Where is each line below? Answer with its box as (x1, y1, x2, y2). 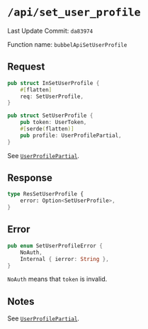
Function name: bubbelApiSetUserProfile (7, 40, 127, 48)
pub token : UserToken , (20, 119, 87, 126)
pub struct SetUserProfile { (7, 112, 93, 119)
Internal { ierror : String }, (20, 255, 110, 262)
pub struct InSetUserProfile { (7, 79, 100, 87)
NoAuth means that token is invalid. (7, 275, 108, 284)
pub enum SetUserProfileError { (7, 242, 103, 250)
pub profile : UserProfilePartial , (20, 132, 122, 139)
